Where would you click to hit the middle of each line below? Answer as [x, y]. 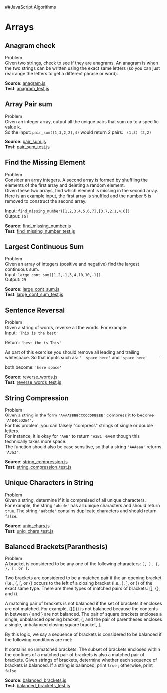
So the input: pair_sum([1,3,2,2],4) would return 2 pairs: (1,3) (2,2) [78, 132]
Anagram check [30, 46]
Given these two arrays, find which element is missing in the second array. [82, 190]
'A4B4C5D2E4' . [19, 420]
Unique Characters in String [49, 483]
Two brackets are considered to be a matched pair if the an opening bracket [83, 578]
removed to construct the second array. [46, 201]
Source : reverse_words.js [31, 377]
